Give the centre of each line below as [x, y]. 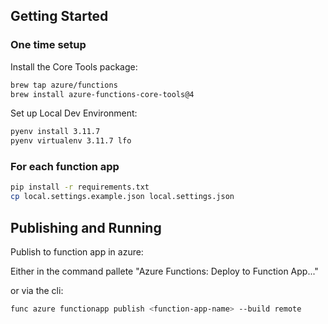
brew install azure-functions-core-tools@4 [102, 94]
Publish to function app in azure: [77, 252]
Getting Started [59, 16]
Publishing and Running [86, 227]
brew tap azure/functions [64, 85]
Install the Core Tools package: [74, 66]
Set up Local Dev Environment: [74, 113]
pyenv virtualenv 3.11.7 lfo [71, 141]
